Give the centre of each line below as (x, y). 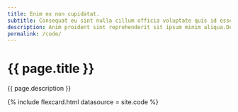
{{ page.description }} (39, 89)
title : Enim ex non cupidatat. (53, 14)
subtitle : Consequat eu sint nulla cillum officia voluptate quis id (112, 21)
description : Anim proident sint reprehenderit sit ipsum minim (104, 27)
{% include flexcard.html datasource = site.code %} (83, 102)
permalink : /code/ (34, 34)
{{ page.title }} (51, 69)
